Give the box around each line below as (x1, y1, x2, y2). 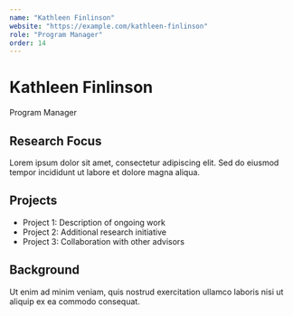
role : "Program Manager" (9, 30, 103, 39)
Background (9, 263, 80, 278)
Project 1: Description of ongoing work (22, 217, 165, 228)
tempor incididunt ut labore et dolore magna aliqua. (9, 167, 201, 177)
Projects (9, 193, 58, 209)
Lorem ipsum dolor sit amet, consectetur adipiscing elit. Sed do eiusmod (9, 157, 279, 168)
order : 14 (9, 38, 47, 48)
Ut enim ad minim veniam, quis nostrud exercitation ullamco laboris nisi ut (9, 286, 284, 297)
